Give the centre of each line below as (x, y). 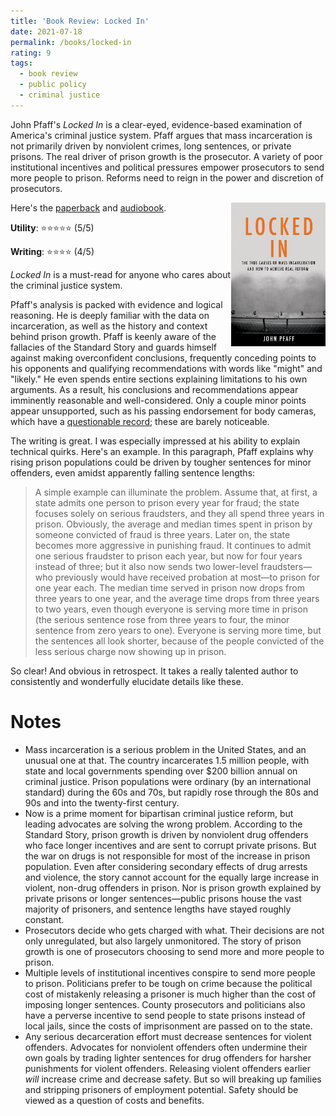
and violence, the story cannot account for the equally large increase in (172, 877)
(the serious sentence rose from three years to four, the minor (162, 619)
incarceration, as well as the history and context (109, 326)
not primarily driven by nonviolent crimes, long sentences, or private (151, 146)
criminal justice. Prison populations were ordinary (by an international (168, 781)
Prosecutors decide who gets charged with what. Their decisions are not (174, 930)
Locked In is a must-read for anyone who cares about (121, 274)
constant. (44, 919)
